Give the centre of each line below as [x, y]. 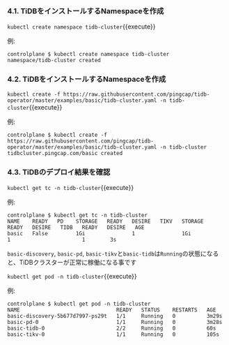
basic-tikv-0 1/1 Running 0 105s [113, 334]
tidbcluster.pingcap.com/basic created [65, 153]
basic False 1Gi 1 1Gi [99, 233]
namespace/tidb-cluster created [54, 61]
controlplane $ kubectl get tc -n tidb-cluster [78, 215]
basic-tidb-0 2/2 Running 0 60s [112, 328]
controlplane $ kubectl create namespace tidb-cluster [88, 54]
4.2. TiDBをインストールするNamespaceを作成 [87, 80]
